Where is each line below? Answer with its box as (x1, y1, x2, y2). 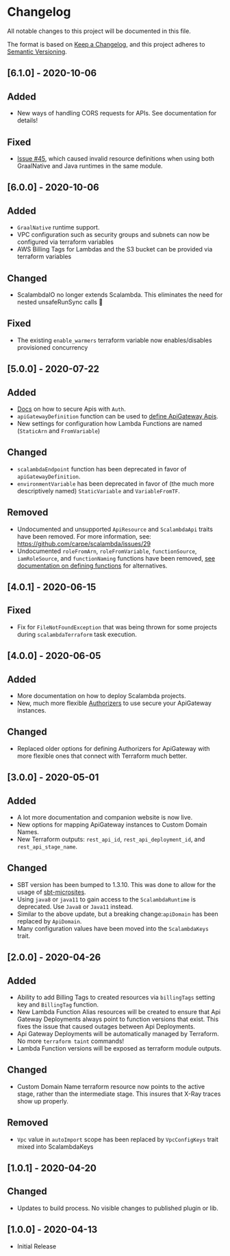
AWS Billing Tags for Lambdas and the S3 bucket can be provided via (16, 245, 213, 254)
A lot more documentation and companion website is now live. (16, 814, 193, 822)
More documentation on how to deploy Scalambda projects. (16, 692, 186, 700)
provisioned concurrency (16, 343, 88, 351)
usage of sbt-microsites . (16, 888, 87, 896)
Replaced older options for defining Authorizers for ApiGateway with (16, 744, 210, 752)
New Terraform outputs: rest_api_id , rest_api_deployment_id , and (16, 836, 205, 844)
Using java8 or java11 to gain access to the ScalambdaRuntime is (16, 895, 196, 904)
